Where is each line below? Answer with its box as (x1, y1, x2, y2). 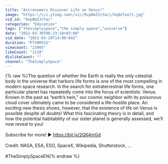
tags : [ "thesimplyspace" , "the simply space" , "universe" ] (5, 26, 127, 31)
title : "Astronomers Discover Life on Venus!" (5, 7, 105, 13)
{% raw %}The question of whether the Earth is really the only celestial (5, 73, 152, 79)
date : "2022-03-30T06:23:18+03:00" (5, 31, 80, 36)
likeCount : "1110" (5, 49, 44, 54)
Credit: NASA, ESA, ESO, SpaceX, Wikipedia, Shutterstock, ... (5, 142, 132, 149)
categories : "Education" (5, 21, 57, 27)
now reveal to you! (5, 121, 44, 127)
